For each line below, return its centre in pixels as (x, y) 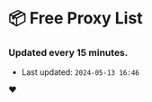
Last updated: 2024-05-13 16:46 (80, 72)
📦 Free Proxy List (76, 19)
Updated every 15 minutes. (68, 53)
